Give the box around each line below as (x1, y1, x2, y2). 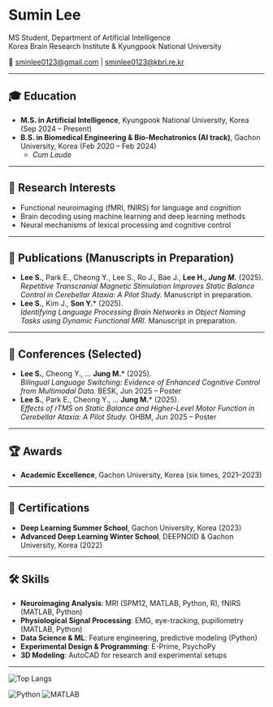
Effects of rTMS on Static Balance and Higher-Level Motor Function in (19, 403, 255, 413)
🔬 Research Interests (8, 181, 116, 195)
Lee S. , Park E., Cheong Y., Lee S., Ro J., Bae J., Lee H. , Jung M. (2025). (19, 273, 264, 283)
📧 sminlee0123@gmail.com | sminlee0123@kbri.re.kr (8, 57, 184, 67)
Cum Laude (32, 149, 71, 160)
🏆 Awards (8, 444, 63, 458)
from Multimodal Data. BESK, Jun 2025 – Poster (19, 386, 182, 396)
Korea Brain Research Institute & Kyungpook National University (8, 41, 222, 50)
